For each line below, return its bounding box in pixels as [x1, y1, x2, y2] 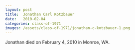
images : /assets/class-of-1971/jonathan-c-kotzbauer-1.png [5, 26, 131, 31]
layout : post [5, 7, 32, 12]
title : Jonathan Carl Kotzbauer [5, 12, 75, 17]
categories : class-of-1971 [5, 21, 61, 26]
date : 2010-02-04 [5, 16, 46, 21]
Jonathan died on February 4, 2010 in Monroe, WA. [5, 39, 110, 45]
